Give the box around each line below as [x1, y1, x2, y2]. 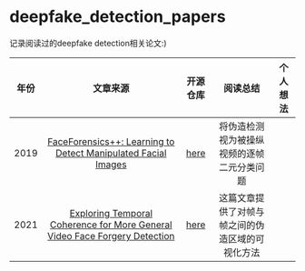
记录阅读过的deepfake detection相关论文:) [9, 37, 167, 48]
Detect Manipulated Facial [55, 146, 167, 159]
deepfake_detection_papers [9, 6, 226, 27]
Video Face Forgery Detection [46, 229, 175, 242]
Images [94, 157, 127, 170]
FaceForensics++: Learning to [46, 135, 175, 147]
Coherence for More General [49, 218, 172, 231]
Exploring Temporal [69, 206, 152, 219]
